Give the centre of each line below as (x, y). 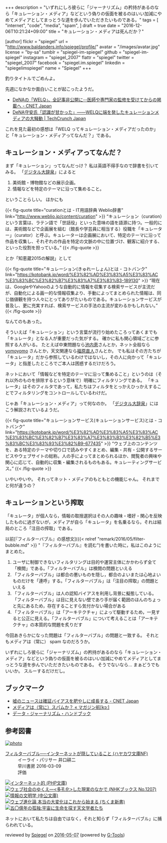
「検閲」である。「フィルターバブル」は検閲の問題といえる (72, 568)
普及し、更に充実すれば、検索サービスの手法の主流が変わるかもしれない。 (81, 305)
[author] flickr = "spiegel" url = (37, 41)
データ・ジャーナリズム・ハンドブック (52, 714)
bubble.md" (17, 545)
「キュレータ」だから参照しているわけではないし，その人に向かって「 (77, 357)
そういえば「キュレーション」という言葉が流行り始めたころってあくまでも (82, 332)
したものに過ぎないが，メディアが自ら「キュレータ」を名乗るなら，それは (81, 522)
